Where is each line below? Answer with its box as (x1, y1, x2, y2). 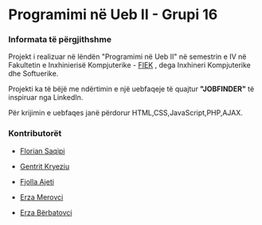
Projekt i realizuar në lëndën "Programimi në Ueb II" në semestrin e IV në (8, 52, 247, 61)
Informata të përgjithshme (8, 34, 111, 45)
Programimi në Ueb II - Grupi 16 (8, 6, 218, 24)
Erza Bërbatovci (19, 208, 72, 217)
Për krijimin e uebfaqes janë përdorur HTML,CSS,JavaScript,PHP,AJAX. (8, 108, 243, 118)
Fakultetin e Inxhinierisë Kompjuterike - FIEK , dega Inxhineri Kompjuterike (8, 60, 251, 70)
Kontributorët (8, 128, 62, 139)
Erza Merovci (19, 192, 64, 202)
